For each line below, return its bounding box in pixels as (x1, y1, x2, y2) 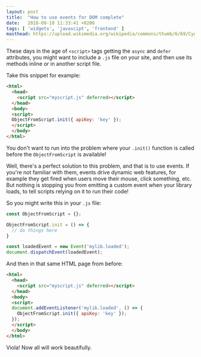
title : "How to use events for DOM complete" (6, 14, 124, 20)
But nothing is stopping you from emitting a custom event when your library (6, 181, 193, 189)
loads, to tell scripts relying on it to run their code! (6, 187, 129, 195)
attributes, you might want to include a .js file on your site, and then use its (6, 54, 193, 61)
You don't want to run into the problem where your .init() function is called (6, 144, 194, 152)
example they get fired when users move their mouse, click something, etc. (6, 175, 191, 182)
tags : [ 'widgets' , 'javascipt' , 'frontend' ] (6, 25, 124, 32)
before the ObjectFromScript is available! (6, 150, 106, 158)
